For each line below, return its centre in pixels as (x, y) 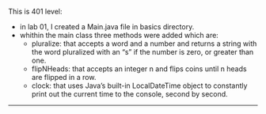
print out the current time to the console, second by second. (129, 94)
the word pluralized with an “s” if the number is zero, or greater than (142, 52)
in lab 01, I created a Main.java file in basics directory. (107, 27)
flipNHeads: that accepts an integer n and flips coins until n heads (139, 69)
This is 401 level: (35, 11)
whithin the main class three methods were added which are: (119, 35)
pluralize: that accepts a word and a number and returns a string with (144, 44)
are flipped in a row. (64, 77)
